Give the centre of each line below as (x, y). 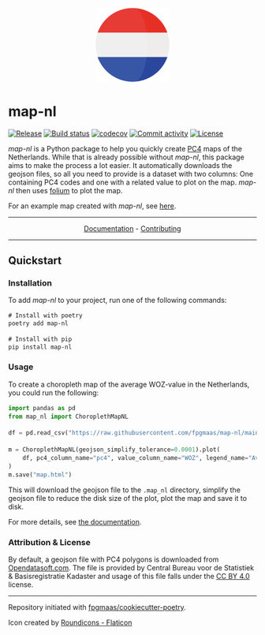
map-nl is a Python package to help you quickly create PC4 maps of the (125, 148)
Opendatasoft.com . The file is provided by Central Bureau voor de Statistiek (131, 567)
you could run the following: (54, 392)
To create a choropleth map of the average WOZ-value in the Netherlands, (129, 384)
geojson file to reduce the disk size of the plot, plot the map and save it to (127, 498)
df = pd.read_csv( (38, 433)
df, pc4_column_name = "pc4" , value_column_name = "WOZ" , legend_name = (135, 458)
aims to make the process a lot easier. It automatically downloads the (120, 165)
